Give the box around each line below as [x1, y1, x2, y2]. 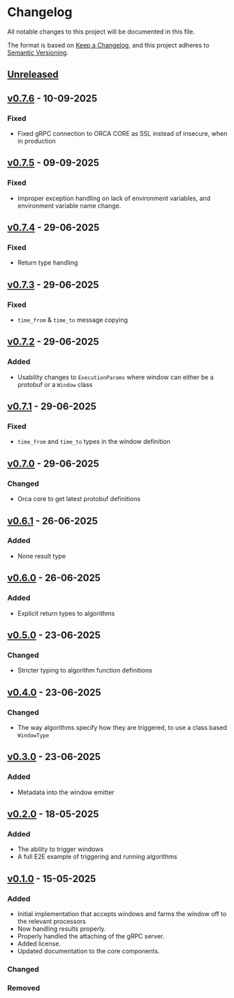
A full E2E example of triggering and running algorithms [17, 852, 177, 861]
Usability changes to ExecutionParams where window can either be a [17, 372, 214, 381]
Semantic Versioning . [7, 48, 68, 57]
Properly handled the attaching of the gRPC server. [17, 932, 165, 940]
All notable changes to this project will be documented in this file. [7, 27, 196, 36]
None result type [17, 551, 66, 560]
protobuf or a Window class [17, 380, 93, 388]
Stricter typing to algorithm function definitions [17, 666, 152, 675]
